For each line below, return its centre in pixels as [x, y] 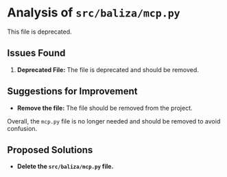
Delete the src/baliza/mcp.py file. [65, 167]
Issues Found [36, 53]
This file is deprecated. [39, 32]
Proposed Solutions [50, 150]
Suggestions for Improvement [73, 92]
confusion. [22, 128]
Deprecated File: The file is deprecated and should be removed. [108, 69]
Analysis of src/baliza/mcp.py [94, 13]
